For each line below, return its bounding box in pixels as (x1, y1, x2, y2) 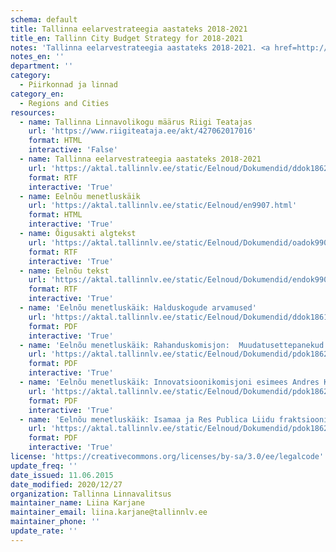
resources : (10, 107, 56, 118)
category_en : (10, 89, 65, 99)
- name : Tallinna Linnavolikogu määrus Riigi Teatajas (19, 117, 253, 127)
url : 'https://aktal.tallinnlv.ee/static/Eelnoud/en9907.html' (28, 201, 298, 211)
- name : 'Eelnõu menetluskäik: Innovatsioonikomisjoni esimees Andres (19, 377, 320, 387)
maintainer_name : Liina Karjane (10, 498, 145, 508)
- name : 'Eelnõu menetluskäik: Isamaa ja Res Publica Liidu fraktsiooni (19, 414, 329, 425)
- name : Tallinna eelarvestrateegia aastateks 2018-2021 (19, 154, 262, 164)
